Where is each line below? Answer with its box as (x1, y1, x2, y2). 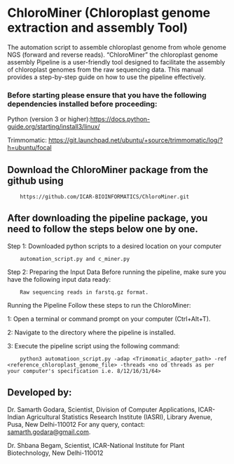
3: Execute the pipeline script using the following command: (7, 341, 180, 350)
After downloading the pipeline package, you (7, 212, 208, 224)
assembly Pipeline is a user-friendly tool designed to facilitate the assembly (7, 57, 226, 66)
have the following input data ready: (7, 275, 111, 283)
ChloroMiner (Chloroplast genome (7, 5, 211, 21)
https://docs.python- (90, 115, 151, 123)
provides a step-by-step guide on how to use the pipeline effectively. (7, 72, 207, 81)
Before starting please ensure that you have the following (7, 90, 207, 100)
